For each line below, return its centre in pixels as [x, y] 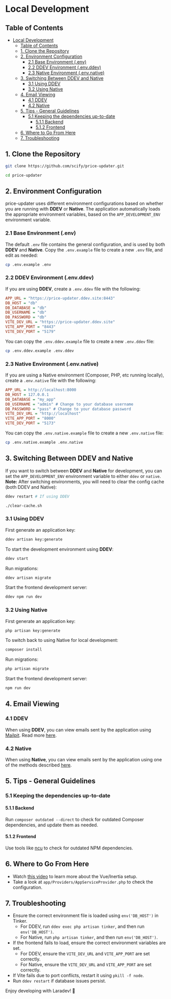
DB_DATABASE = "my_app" [31, 399]
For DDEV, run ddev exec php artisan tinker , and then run [82, 927]
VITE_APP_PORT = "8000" [31, 419]
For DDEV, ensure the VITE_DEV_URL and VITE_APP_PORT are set [85, 954]
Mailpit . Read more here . [31, 735]
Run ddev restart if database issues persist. [59, 981]
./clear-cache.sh [24, 506]
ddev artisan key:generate [34, 539]
